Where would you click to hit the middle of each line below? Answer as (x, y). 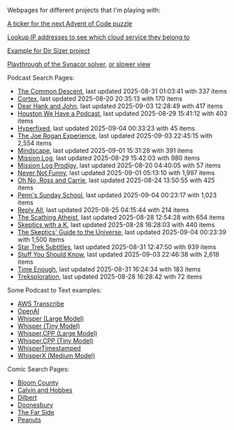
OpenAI (28, 311)
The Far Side (36, 412)
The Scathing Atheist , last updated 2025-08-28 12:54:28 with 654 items (121, 217)
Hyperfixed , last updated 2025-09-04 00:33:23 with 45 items (106, 128)
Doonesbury (35, 405)
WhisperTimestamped (49, 348)
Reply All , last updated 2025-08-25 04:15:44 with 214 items (103, 210)
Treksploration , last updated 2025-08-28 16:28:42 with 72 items (110, 276)
